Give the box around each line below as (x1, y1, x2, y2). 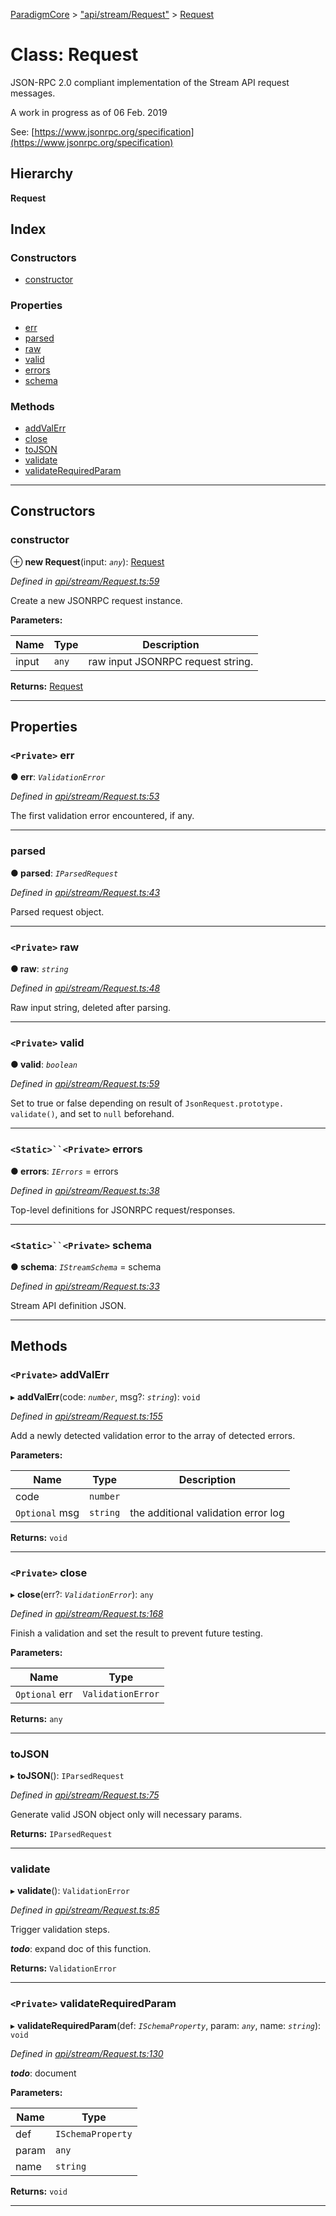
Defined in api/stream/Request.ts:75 (10, 1789, 160, 1801)
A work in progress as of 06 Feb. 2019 (10, 106, 168, 118)
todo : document (10, 2067, 77, 2079)
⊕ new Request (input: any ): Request (10, 555, 165, 568)
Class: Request (10, 44, 139, 66)
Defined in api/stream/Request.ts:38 (10, 1184, 160, 1196)
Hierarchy (10, 165, 74, 183)
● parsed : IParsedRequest (10, 867, 119, 879)
